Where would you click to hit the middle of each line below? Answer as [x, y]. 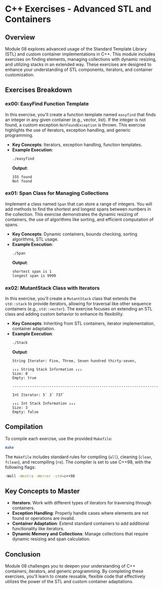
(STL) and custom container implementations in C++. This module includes [80, 54]
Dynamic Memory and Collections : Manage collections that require [80, 534]
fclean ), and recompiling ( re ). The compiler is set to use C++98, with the [78, 462]
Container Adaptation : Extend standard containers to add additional [81, 523]
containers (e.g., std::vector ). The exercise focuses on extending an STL [79, 309]
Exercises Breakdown [38, 90]
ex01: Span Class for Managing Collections [57, 193]
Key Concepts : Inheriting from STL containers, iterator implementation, [83, 323]
